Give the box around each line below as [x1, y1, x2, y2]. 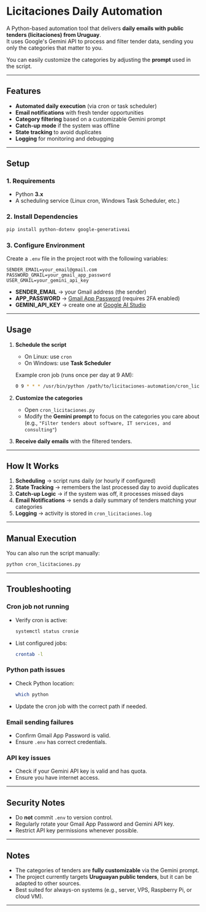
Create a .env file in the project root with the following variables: [6, 254, 169, 262]
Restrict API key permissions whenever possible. [15, 827, 139, 834]
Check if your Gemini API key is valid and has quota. [15, 767, 147, 775]
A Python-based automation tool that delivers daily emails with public [6, 25, 184, 32]
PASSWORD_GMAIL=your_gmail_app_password [6, 272, 112, 278]
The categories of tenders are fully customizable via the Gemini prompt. [15, 866, 199, 874]
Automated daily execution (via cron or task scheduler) [15, 102, 158, 110]
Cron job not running [6, 602, 69, 611]
